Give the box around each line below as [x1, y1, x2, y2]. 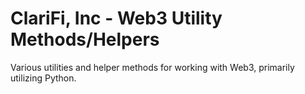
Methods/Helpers [10, 28, 160, 51]
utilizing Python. [10, 72, 77, 84]
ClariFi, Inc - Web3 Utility [10, 7, 223, 30]
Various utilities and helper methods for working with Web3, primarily [10, 61, 295, 73]
